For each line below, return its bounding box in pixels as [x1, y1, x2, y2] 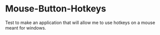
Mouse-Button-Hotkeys [5, 3, 106, 14]
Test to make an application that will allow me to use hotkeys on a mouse [5, 19, 155, 25]
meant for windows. [5, 24, 46, 30]
